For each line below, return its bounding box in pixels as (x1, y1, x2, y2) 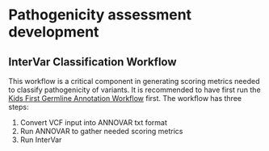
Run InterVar (19, 135, 62, 145)
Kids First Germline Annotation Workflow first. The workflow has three (8, 94, 242, 103)
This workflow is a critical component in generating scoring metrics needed (8, 77, 260, 86)
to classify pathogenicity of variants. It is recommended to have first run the (8, 85, 261, 94)
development (8, 23, 99, 41)
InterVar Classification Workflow (8, 55, 177, 69)
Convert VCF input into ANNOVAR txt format (19, 118, 168, 127)
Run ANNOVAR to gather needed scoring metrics (19, 127, 183, 136)
